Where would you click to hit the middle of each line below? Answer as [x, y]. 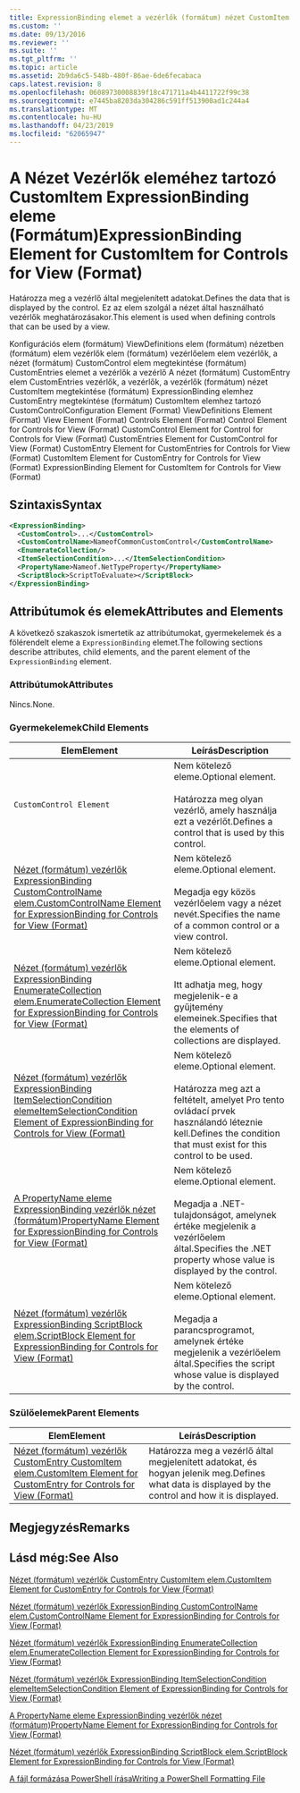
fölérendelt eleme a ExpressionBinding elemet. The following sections [136, 643]
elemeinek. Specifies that [225, 1019]
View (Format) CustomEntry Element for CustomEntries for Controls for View [150, 448]
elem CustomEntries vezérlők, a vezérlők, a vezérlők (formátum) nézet [139, 382]
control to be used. [213, 1156]
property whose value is [224, 1260]
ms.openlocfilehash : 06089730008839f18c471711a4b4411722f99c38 [129, 92]
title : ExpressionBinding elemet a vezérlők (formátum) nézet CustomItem [150, 17]
